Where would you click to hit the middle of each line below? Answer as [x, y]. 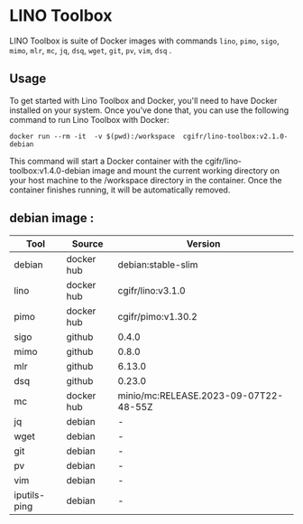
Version [203, 243]
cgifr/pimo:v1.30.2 [158, 316]
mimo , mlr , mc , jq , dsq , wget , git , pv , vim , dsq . [91, 50]
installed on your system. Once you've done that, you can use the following [149, 110]
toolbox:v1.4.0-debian [50, 170]
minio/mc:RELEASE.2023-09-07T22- [201, 396]
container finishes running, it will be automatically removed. [120, 190]
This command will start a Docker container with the [106, 161]
